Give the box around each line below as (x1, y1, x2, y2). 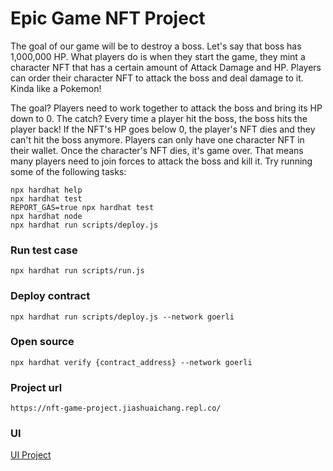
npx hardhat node (10, 211, 83, 221)
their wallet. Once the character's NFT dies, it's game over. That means (10, 144, 304, 156)
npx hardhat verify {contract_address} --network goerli (10, 357, 253, 367)
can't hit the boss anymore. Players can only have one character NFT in (10, 133, 305, 146)
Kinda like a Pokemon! (10, 82, 102, 94)
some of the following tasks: (10, 165, 127, 177)
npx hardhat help (10, 185, 83, 195)
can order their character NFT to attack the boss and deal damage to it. (10, 72, 304, 84)
